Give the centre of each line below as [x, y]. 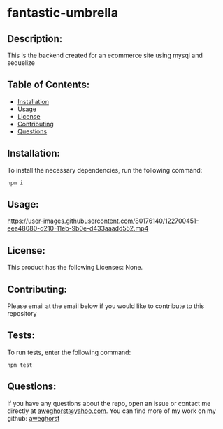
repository [22, 314]
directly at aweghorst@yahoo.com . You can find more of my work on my [112, 411]
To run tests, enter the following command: [69, 352]
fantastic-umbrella [63, 13]
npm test [20, 365]
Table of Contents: [49, 85]
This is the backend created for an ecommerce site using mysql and [105, 55]
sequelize [21, 63]
